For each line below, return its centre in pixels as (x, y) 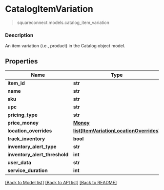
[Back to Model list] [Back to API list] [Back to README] (61, 183)
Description (19, 35)
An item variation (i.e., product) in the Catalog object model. (65, 46)
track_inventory (26, 139)
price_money (23, 123)
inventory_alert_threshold (38, 155)
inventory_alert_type (32, 147)
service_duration (28, 170)
